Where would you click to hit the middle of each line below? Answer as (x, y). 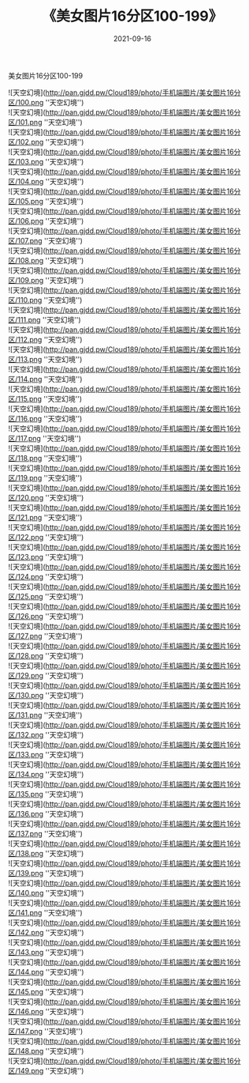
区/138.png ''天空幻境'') (46, 853)
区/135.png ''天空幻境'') (46, 794)
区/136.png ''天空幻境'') (46, 813)
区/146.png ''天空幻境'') (46, 1011)
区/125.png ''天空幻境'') (46, 596)
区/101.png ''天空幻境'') (45, 122)
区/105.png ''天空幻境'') (46, 201)
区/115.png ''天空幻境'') (45, 398)
